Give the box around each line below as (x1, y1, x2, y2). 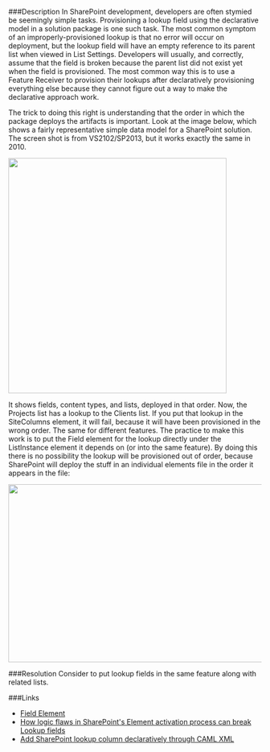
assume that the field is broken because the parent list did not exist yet (8, 58, 243, 68)
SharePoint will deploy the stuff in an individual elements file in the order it (8, 460, 254, 469)
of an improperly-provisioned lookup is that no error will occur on (8, 32, 225, 42)
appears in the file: (8, 468, 71, 478)
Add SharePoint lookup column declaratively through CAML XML (19, 734, 235, 743)
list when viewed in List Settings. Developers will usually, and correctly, (8, 50, 243, 59)
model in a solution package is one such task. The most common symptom (8, 24, 256, 33)
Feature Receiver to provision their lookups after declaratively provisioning (8, 76, 255, 84)
